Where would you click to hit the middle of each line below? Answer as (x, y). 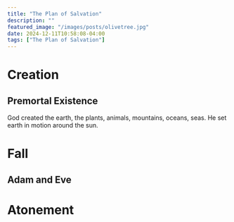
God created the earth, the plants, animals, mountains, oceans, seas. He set (117, 118)
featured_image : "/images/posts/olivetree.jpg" (78, 27)
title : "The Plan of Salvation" (54, 14)
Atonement (41, 210)
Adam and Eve (39, 179)
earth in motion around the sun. (53, 125)
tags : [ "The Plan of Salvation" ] (56, 40)
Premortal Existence (53, 100)
